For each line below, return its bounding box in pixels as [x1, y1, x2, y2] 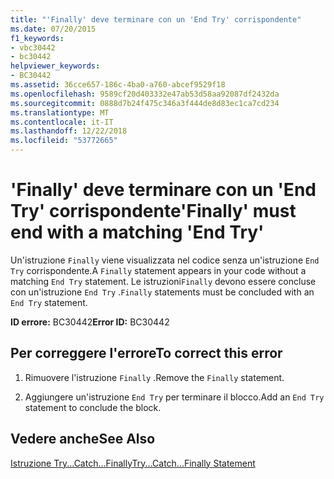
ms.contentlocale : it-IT [10, 117, 114, 127]
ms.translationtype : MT [10, 107, 110, 118]
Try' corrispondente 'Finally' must [10, 200, 297, 223]
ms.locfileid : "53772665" [10, 136, 118, 146]
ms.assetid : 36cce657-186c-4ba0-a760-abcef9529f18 [10, 80, 226, 90]
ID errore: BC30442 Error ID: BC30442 [10, 316, 170, 328]
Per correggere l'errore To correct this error [10, 345, 283, 362]
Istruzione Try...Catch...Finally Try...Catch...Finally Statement [10, 457, 256, 469]
